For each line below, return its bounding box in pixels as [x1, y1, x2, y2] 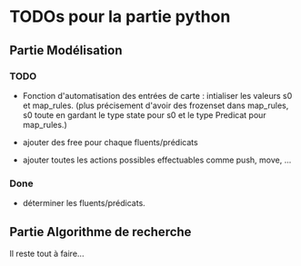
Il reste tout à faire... [9, 248, 85, 259]
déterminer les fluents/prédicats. [22, 198, 145, 209]
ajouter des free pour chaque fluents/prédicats [22, 136, 198, 147]
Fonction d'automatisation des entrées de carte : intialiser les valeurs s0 [22, 90, 293, 101]
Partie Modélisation [9, 43, 123, 58]
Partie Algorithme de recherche [9, 224, 192, 240]
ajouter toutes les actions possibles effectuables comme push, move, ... [22, 154, 292, 165]
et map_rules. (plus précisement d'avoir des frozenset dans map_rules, [22, 100, 289, 111]
